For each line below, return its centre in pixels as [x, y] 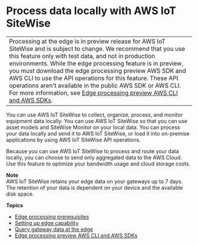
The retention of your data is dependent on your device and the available [95, 187]
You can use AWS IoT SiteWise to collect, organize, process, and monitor [95, 115]
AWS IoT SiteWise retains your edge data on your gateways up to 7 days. [95, 181]
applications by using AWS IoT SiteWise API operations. [73, 140]
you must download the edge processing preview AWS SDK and [98, 71]
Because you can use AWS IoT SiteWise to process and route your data [93, 151]
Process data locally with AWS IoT [91, 11]
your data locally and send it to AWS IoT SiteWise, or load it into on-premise [98, 133]
